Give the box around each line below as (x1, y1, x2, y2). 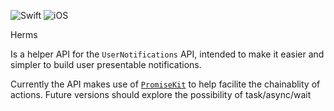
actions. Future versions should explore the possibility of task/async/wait (10, 89, 312, 100)
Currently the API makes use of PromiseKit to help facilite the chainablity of (10, 78, 321, 90)
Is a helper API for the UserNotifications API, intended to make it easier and (10, 48, 325, 60)
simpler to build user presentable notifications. (10, 59, 202, 70)
